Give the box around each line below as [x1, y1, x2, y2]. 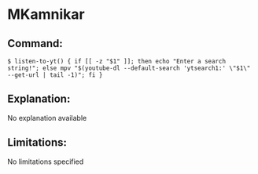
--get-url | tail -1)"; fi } [7, 71, 103, 79]
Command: [7, 37, 64, 50]
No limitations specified [7, 157, 84, 166]
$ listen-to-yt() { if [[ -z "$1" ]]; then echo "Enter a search [7, 57, 226, 65]
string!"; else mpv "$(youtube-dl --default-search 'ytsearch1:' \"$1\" [7, 64, 251, 72]
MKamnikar [7, 5, 85, 24]
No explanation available [7, 113, 87, 122]
